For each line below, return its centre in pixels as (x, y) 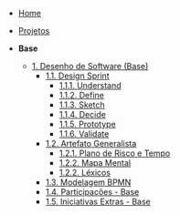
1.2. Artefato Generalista (91, 143)
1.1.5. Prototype (87, 124)
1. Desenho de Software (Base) (90, 66)
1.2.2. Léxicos (85, 173)
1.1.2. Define (82, 95)
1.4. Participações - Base (92, 192)
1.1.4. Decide (83, 114)
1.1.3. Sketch (82, 105)
